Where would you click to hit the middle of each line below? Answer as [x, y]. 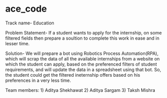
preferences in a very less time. [38, 80]
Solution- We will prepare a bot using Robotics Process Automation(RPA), [82, 53]
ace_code [26, 9]
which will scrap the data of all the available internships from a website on [82, 58]
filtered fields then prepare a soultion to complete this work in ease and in [82, 38]
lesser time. [18, 43]
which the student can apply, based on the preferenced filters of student [81, 64]
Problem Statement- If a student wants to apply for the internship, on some [83, 32]
